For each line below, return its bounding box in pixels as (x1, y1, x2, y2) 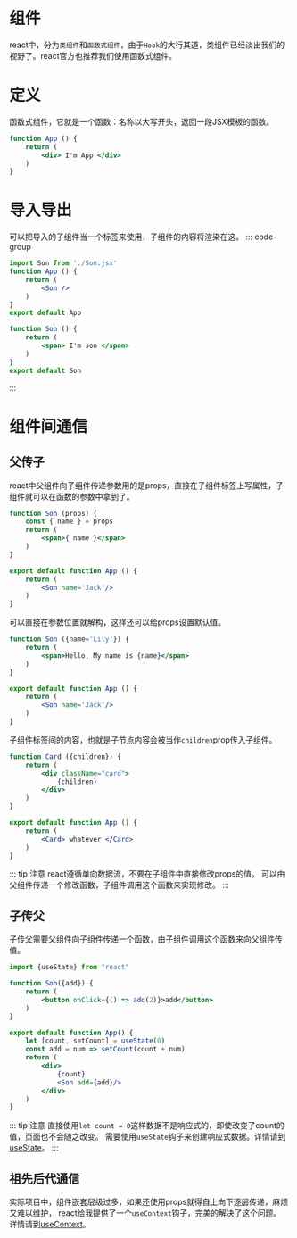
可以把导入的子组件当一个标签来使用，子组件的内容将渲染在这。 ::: (9, 231, 253, 242)
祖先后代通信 (9, 1171, 80, 1186)
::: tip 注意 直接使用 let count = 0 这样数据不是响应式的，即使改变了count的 (9, 1120, 285, 1131)
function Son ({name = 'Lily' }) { (9, 635, 129, 644)
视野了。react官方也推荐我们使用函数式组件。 (9, 50, 177, 61)
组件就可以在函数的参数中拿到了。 (9, 491, 135, 502)
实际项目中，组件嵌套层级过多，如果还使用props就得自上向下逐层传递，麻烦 (9, 1197, 288, 1208)
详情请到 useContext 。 (9, 1219, 91, 1230)
